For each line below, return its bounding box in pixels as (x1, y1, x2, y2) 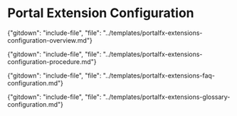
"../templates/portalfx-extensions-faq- (102, 71, 216, 80)
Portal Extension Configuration (7, 5, 194, 21)
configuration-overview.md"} (7, 36, 93, 44)
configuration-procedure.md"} (7, 57, 97, 65)
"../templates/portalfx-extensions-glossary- (102, 93, 231, 101)
